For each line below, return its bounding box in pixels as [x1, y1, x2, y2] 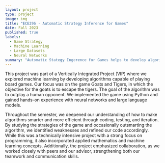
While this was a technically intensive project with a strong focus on [5, 133, 142, 138]
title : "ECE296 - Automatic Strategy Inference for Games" [5, 21, 129, 26]
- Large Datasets [9, 48, 45, 53]
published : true [5, 30, 38, 35]
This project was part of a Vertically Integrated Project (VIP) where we [5, 71, 147, 77]
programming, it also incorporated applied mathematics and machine [5, 138, 145, 144]
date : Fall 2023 [5, 26, 38, 30]
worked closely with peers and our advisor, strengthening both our [5, 148, 140, 154]
